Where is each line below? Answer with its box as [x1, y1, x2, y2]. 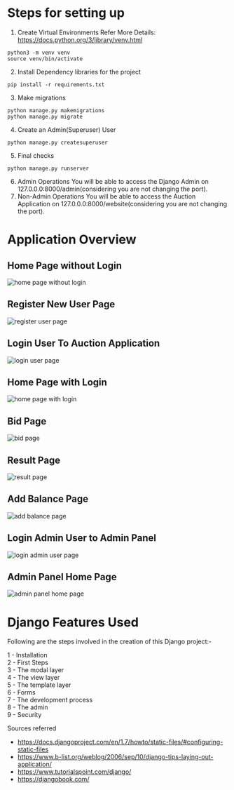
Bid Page [7, 415, 47, 427]
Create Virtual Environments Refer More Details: [17, 28, 156, 36]
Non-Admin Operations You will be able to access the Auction [17, 192, 196, 201]
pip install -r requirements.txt [7, 81, 105, 88]
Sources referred [7, 724, 57, 732]
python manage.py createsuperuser [7, 139, 109, 146]
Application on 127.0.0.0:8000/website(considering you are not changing [17, 199, 228, 208]
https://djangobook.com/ [17, 775, 90, 784]
